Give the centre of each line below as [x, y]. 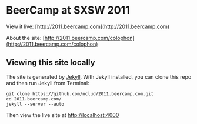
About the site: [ [26, 38]
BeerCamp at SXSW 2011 [68, 10]
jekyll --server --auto [35, 104]
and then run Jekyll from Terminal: [48, 83]
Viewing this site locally [51, 63]
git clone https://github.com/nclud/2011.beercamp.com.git [80, 94]
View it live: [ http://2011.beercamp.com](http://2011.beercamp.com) [88, 26]
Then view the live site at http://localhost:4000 [63, 115]
